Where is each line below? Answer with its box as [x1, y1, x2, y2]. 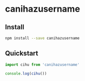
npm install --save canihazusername [5, 36, 80, 40]
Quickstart [5, 49, 39, 58]
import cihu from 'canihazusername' [5, 62, 80, 67]
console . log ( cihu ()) [5, 71, 47, 76]
